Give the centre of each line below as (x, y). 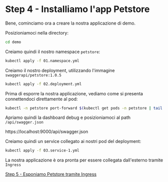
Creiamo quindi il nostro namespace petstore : (53, 52)
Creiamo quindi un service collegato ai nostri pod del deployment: (73, 141)
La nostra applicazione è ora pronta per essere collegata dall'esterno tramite (84, 160)
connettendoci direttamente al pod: (42, 99)
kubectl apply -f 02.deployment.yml (43, 84)
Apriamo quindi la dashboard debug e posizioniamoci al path (68, 118)
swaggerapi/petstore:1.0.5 (33, 75)
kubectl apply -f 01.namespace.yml (42, 61)
